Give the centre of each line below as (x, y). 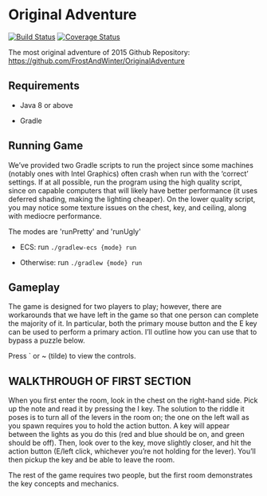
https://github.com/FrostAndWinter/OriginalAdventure (96, 61)
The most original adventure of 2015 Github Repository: (99, 52)
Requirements (44, 86)
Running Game (46, 146)
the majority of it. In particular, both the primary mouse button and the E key (133, 323)
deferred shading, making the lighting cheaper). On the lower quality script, (132, 199)
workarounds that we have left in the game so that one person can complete (133, 315)
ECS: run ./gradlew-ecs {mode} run (78, 247)
